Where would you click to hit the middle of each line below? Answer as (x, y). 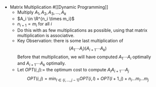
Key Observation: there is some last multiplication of (70, 41)
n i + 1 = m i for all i (35, 24)
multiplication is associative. (46, 35)
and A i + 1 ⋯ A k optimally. (41, 64)
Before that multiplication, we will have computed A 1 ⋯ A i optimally (84, 57)
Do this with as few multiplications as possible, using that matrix (82, 30)
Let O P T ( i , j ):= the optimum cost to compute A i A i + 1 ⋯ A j (73, 70)
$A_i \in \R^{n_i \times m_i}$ (46, 19)
